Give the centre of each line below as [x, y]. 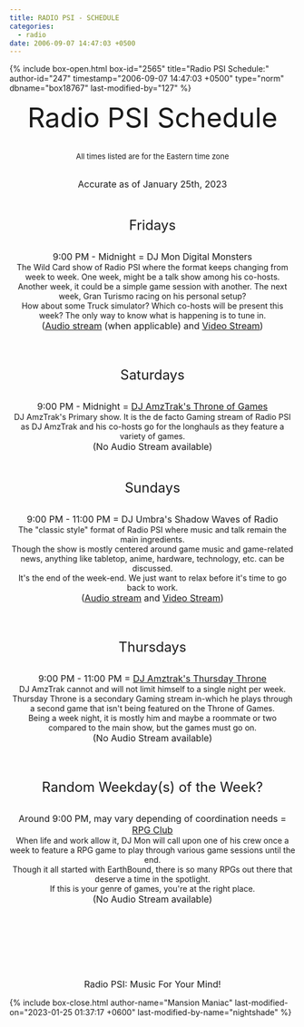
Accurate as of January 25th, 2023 [152, 184]
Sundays [152, 488]
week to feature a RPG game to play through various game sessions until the [152, 850]
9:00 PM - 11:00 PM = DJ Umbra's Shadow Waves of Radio [152, 520]
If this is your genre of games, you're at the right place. [152, 889]
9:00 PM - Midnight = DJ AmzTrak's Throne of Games [152, 406]
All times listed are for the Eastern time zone [152, 156]
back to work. [152, 588]
